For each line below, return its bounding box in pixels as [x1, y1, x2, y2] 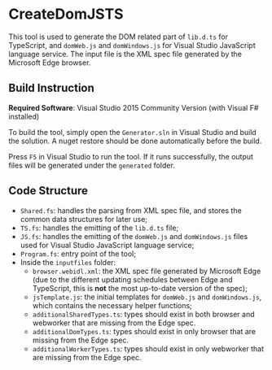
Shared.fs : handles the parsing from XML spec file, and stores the [20, 205, 242, 215]
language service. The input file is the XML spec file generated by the [8, 49, 243, 59]
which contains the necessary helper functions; [32, 300, 193, 310]
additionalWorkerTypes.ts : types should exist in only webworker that [32, 343, 265, 354]
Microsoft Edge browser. [8, 58, 91, 67]
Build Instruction [8, 81, 95, 95]
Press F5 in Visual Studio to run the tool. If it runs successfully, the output [8, 151, 254, 161]
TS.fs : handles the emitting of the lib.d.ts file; [20, 223, 179, 233]
